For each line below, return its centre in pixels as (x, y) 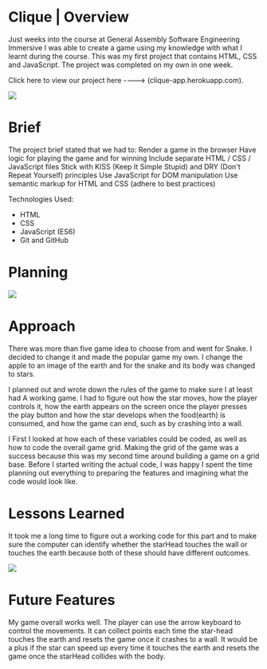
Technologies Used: (41, 199)
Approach (42, 326)
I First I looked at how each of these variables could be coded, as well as (128, 439)
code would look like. (43, 481)
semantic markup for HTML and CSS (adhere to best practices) (112, 183)
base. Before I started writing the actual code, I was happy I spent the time (131, 464)
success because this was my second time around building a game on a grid (134, 456)
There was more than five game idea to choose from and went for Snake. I (130, 348)
